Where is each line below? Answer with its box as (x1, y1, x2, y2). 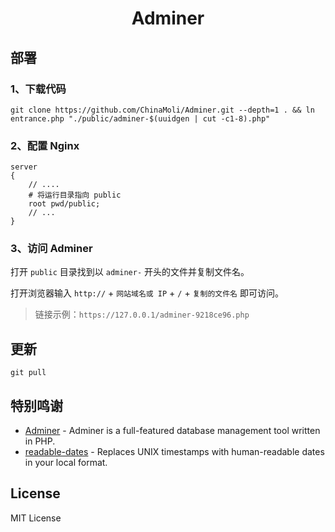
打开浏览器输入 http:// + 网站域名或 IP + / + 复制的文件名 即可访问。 (10, 287, 284, 299)
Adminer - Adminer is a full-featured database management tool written (24, 425, 321, 437)
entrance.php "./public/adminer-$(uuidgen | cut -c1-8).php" (10, 113, 271, 124)
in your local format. (24, 457, 108, 469)
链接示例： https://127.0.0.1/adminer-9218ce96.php (34, 308, 250, 321)
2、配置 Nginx (10, 138, 80, 152)
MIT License (10, 512, 62, 524)
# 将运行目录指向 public (28, 190, 122, 201)
